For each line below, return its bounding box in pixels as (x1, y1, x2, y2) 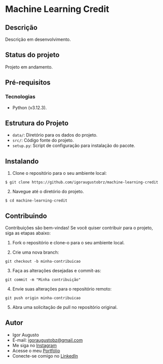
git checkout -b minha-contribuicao (5, 259, 81, 264)
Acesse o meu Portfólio (12, 348, 60, 354)
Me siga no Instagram (12, 342, 57, 348)
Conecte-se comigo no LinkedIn (12, 353, 78, 359)
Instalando (5, 157, 39, 165)
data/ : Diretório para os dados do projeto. (12, 132, 98, 138)
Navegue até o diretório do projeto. (12, 189, 84, 195)
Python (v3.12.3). (12, 104, 47, 110)
